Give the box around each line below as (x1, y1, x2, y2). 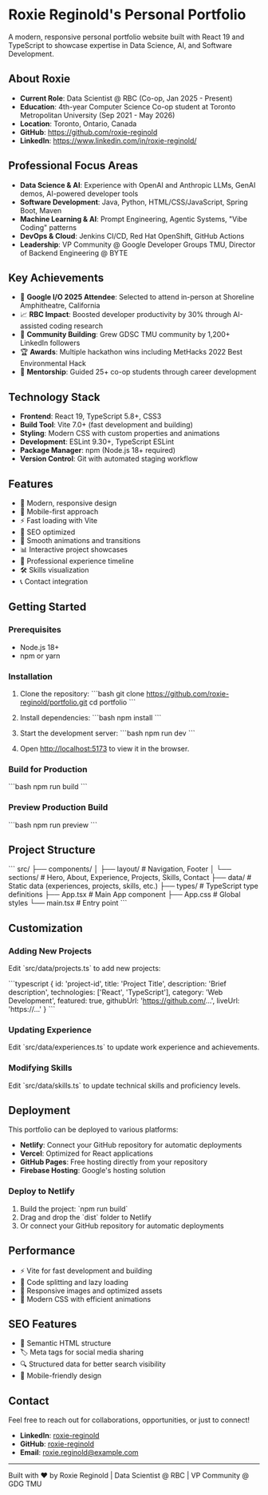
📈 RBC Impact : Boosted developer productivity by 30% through (19, 310, 231, 319)
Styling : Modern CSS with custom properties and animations (19, 429, 220, 438)
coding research (49, 321, 104, 331)
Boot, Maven (19, 205, 62, 215)
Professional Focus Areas (8, 159, 139, 172)
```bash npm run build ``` (8, 782, 88, 791)
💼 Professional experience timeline (19, 557, 134, 565)
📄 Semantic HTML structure (19, 1338, 112, 1348)
